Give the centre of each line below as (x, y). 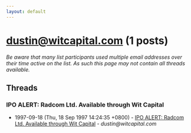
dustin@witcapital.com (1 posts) (87, 40)
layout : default (26, 11)
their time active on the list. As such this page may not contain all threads (96, 63)
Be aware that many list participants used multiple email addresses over (94, 57)
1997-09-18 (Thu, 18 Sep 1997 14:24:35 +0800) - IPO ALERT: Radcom (99, 118)
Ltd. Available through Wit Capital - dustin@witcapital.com (85, 124)
